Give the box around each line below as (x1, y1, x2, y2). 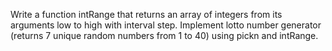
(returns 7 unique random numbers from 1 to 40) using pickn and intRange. (10, 30, 319, 41)
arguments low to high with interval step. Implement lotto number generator (10, 19, 322, 31)
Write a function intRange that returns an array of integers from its (10, 9, 283, 20)
